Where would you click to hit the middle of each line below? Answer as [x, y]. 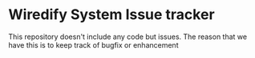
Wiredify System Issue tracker [111, 15]
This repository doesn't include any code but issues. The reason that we [127, 37]
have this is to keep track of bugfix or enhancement [93, 44]
